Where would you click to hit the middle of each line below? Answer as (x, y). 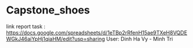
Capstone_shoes (48, 10)
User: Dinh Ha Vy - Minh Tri (140, 39)
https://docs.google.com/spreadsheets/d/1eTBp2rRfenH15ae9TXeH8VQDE (97, 32)
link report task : (26, 26)
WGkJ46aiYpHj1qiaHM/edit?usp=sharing (56, 39)
